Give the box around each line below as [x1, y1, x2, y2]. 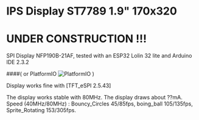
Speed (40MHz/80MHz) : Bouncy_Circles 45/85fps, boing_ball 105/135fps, [6, 100, 193, 107]
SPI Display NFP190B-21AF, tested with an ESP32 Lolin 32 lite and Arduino [6, 52, 192, 59]
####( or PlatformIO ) [6, 70, 94, 78]
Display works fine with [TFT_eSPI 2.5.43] [6, 82, 111, 89]
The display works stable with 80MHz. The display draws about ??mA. [6, 94, 183, 101]
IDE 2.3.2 [6, 59, 29, 66]
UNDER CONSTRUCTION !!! [6, 32, 147, 46]
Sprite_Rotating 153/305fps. [6, 107, 76, 114]
